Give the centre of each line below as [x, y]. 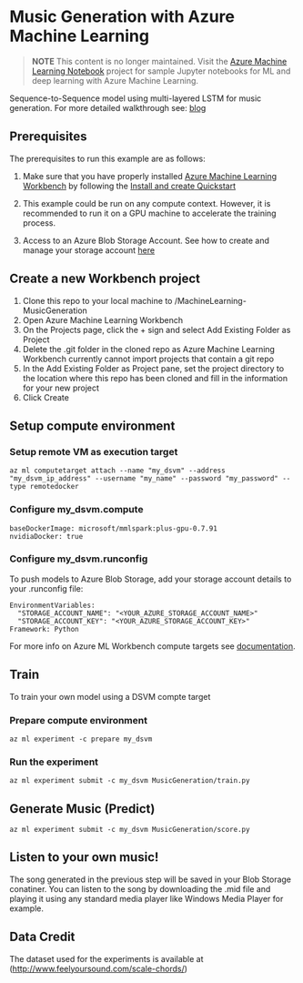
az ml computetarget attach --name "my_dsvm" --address [117, 471]
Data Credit [42, 937]
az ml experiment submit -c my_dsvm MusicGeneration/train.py [130, 781]
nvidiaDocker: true [46, 536]
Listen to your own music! [84, 857]
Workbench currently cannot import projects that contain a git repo [148, 359]
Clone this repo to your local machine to [97, 300]
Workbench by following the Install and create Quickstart [129, 186]
